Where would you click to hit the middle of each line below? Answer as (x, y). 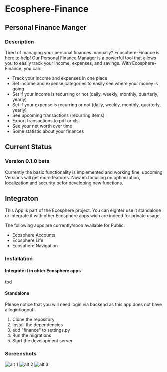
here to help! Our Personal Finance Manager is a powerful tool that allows (81, 58)
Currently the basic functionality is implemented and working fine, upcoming (84, 172)
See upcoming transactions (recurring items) (58, 115)
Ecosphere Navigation (35, 246)
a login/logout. (20, 310)
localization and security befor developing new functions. (64, 183)
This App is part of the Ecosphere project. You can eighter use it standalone (83, 210)
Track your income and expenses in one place (60, 78)
